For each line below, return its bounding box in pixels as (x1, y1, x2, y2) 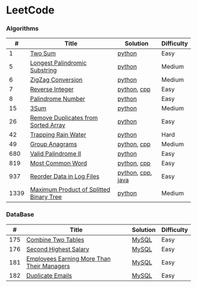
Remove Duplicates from (30, 114, 98, 122)
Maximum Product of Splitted (30, 186, 110, 194)
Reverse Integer (30, 86, 74, 94)
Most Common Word (30, 159, 87, 168)
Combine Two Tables (26, 235, 84, 244)
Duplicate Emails (26, 271, 72, 279)
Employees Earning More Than (26, 254, 111, 262)
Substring (30, 66, 57, 74)
